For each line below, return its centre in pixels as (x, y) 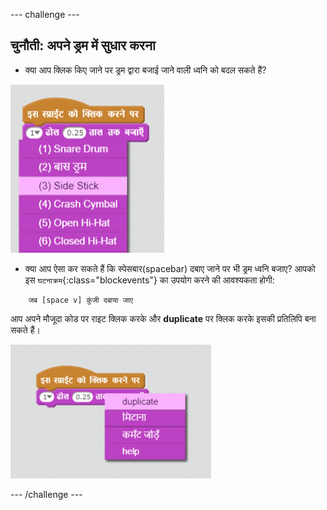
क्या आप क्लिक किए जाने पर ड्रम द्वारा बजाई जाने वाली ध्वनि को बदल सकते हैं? (145, 70)
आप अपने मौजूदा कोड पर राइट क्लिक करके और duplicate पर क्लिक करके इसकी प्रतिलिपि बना (163, 318)
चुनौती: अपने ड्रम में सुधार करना (83, 45)
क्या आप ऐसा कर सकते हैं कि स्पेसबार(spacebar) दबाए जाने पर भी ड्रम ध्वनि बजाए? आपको (170, 268)
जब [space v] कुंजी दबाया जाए (80, 300)
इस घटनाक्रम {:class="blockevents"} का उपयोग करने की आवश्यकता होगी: (149, 280)
